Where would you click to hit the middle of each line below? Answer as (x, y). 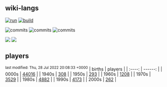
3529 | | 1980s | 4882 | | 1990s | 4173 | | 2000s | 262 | (61, 79)
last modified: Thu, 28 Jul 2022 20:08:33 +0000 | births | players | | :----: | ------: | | (84, 68)
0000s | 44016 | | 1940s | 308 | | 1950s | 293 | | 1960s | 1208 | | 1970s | (78, 74)
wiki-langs (22, 8)
